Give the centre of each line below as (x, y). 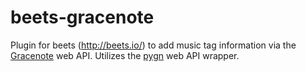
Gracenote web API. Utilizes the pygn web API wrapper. (125, 55)
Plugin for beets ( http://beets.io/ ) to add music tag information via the (153, 45)
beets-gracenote (82, 17)
